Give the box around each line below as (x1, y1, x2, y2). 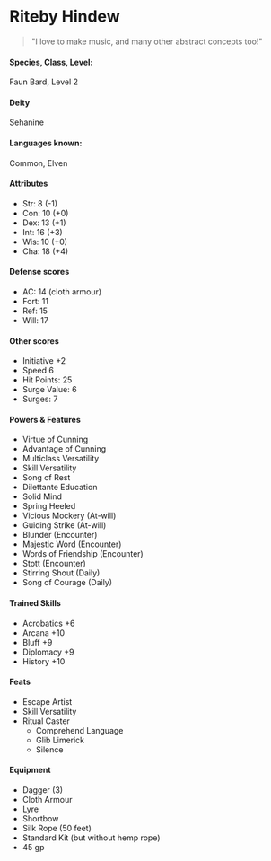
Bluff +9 (22, 637, 53, 647)
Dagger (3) (22, 784, 64, 795)
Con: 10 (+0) (22, 207, 69, 218)
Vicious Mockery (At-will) (22, 510, 117, 522)
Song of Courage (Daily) (22, 577, 113, 588)
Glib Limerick (35, 734, 85, 745)
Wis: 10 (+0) (22, 236, 68, 247)
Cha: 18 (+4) (22, 245, 69, 257)
